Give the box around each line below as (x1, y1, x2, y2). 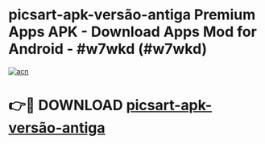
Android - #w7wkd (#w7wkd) (8, 40, 208, 58)
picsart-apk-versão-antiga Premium (8, 6, 256, 24)
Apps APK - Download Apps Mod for (8, 23, 258, 41)
